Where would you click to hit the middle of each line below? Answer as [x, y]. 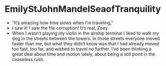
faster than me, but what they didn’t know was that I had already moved [85, 43]
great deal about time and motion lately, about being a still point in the [83, 54]
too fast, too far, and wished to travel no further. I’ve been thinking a [82, 49]
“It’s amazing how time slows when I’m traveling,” [62, 23]
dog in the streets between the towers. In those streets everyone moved [86, 38]
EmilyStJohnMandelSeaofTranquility [83, 9]
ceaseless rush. [28, 59]
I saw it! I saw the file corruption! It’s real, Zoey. [60, 28]
